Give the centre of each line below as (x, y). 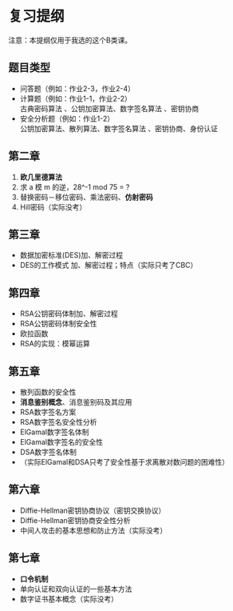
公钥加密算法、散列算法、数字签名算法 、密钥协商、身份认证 (118, 128)
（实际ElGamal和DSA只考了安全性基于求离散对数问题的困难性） (124, 462)
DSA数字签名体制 (48, 452)
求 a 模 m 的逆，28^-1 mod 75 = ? (75, 187)
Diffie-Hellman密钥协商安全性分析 (75, 520)
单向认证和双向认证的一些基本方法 (76, 589)
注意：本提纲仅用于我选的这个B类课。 (70, 40)
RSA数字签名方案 (48, 412)
